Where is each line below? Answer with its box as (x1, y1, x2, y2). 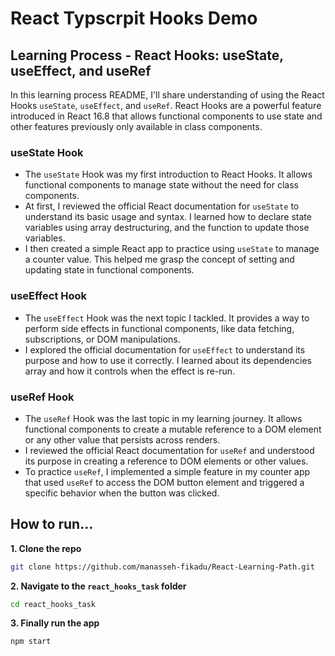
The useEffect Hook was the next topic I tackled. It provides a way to (24, 312, 310, 324)
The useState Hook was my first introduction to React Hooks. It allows (24, 168, 313, 181)
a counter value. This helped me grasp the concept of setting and (24, 253, 295, 266)
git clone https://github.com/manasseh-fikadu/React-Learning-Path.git (10, 562, 315, 572)
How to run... (10, 516, 94, 533)
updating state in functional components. (24, 264, 195, 276)
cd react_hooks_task (10, 599, 97, 609)
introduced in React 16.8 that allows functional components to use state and (10, 110, 323, 122)
